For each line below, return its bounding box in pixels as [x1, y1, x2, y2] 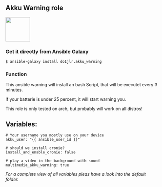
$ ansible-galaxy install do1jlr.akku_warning [5, 59, 102, 64]
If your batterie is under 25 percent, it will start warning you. [5, 96, 126, 102]
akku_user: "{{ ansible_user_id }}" [5, 137, 80, 142]
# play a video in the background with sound [5, 158, 100, 164]
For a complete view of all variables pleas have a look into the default [5, 171, 146, 177]
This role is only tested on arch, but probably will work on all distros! [5, 106, 143, 112]
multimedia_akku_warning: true [5, 163, 69, 168]
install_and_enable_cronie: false [5, 150, 76, 155]
